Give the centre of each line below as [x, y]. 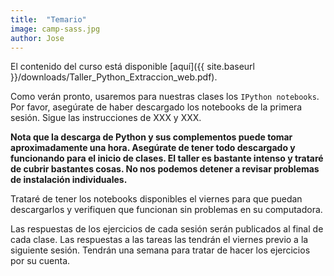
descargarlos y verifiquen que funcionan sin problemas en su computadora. [166, 210]
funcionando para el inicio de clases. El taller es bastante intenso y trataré [167, 158]
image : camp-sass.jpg [55, 29]
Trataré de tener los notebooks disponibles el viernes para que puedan [156, 199]
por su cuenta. [40, 261]
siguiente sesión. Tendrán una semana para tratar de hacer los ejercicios [160, 250]
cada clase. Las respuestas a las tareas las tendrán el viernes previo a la [159, 240]
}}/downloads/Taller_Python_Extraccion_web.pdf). [114, 77]
